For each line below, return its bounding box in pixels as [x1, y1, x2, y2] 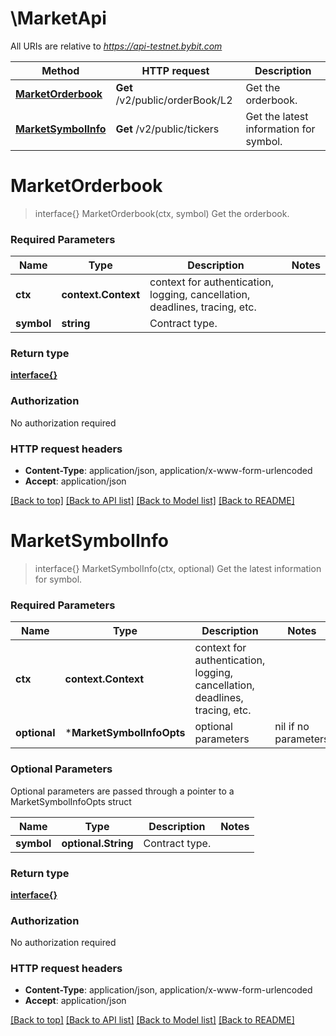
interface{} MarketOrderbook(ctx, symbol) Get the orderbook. [34, 207, 290, 219]
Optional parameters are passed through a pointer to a [10, 785, 235, 797]
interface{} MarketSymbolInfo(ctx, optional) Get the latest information [34, 563, 322, 574]
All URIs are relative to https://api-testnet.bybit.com [10, 40, 223, 52]
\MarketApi [10, 7, 107, 30]
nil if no [274, 720, 310, 734]
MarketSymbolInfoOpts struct [10, 795, 132, 807]
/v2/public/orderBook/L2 [115, 93, 233, 107]
